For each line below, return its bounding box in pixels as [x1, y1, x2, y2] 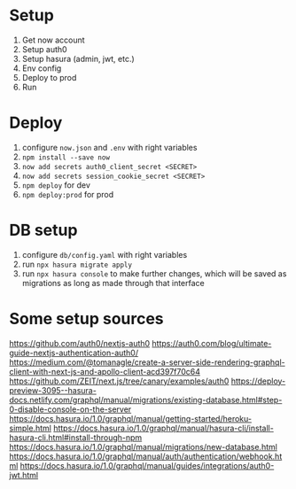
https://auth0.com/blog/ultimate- [152, 338, 272, 348]
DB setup [9, 221, 78, 240]
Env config [21, 63, 62, 74]
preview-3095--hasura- [9, 384, 97, 395]
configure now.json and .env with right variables [21, 142, 198, 152]
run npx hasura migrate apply [21, 259, 133, 269]
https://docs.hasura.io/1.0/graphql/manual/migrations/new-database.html [9, 441, 277, 452]
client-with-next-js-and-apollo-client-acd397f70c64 [9, 366, 201, 376]
